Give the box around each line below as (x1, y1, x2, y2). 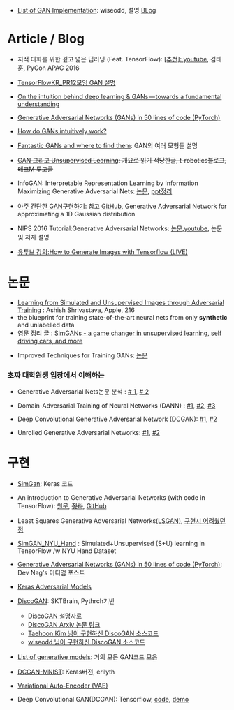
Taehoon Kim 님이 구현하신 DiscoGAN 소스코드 (27, 629, 159, 637)
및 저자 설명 (17, 232, 50, 241)
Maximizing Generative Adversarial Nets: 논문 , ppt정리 (17, 187, 173, 195)
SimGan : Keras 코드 (17, 480, 73, 488)
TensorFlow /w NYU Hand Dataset (17, 547, 117, 555)
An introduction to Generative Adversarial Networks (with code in (17, 494, 206, 502)
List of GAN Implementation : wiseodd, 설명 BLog (17, 6, 156, 14)
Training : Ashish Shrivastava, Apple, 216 (17, 306, 135, 314)
